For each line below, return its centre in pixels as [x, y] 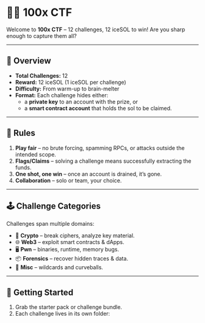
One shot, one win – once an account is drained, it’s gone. [88, 174]
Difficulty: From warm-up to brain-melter [67, 89]
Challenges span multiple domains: [50, 224]
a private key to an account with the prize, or [81, 102]
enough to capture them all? [42, 35]
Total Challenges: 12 [41, 75]
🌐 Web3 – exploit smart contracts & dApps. [70, 242]
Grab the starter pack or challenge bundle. [69, 307]
